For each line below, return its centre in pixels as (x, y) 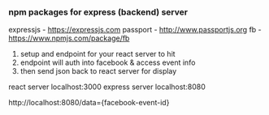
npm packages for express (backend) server (98, 12)
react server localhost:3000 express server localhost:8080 (107, 87)
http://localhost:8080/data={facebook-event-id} (89, 103)
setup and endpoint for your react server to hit (98, 54)
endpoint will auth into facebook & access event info (108, 62)
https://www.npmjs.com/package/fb (69, 38)
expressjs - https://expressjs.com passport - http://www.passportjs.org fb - (135, 30)
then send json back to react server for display (98, 71)
